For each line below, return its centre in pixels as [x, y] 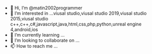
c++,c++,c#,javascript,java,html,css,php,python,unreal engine [76, 24]
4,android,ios [24, 30]
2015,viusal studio [29, 19]
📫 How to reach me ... [34, 46]
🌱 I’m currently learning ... [37, 35]
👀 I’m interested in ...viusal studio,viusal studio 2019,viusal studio [78, 13]
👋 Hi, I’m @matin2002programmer [46, 8]
